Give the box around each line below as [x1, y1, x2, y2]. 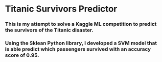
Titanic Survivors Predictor [5, 3, 117, 15]
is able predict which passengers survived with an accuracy [5, 46, 151, 53]
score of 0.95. [5, 52, 39, 59]
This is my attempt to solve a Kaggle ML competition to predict [5, 21, 157, 28]
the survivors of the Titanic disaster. [5, 27, 94, 33]
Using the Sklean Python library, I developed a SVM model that [5, 40, 157, 46]
